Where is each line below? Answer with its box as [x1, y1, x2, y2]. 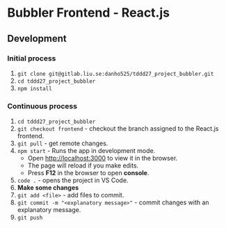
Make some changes [17, 184, 79, 192]
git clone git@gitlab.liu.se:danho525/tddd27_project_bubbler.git [17, 70, 214, 77]
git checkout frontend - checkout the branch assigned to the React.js [17, 124, 219, 133]
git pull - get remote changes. [17, 139, 108, 147]
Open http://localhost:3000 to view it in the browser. [27, 154, 178, 163]
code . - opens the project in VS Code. [17, 176, 129, 185]
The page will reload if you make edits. [27, 161, 139, 170]
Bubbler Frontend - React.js [7, 5, 170, 21]
